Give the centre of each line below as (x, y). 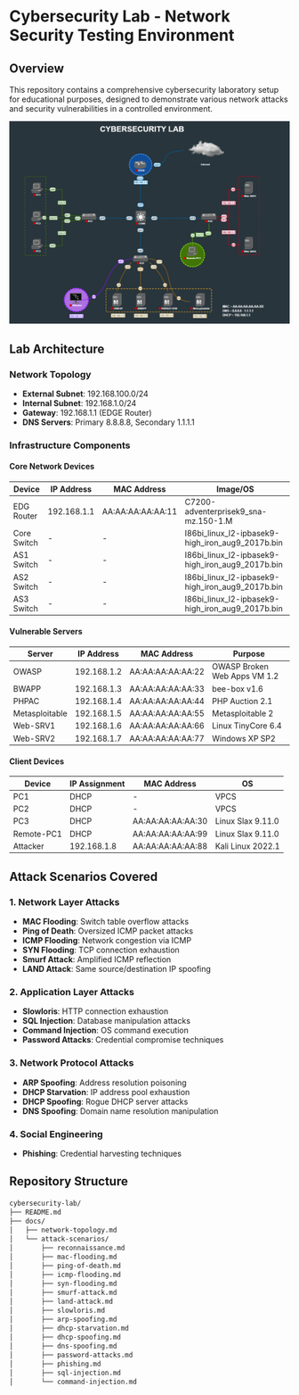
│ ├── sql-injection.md (65, 1373)
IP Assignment (97, 784)
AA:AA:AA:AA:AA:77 (167, 738)
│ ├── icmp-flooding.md (65, 1275)
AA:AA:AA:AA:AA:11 (140, 511)
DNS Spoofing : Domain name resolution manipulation (120, 1111)
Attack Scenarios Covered (84, 876)
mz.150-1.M (209, 520)
